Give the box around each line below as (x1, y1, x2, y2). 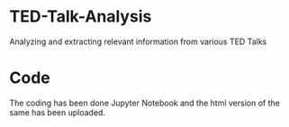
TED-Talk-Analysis (9, 6, 152, 27)
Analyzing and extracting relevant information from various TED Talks (9, 36, 267, 47)
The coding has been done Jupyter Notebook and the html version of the (9, 97, 281, 108)
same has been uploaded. (9, 106, 106, 118)
